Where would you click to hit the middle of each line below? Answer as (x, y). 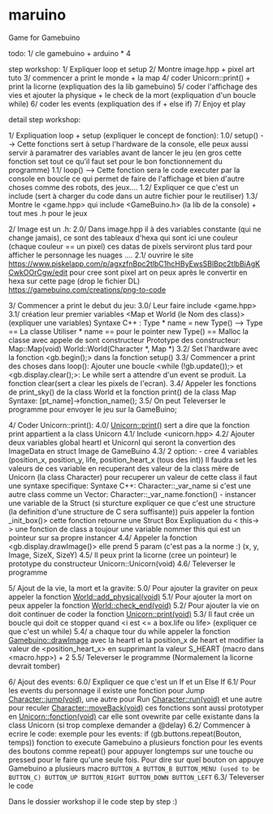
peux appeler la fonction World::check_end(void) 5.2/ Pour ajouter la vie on (134, 605)
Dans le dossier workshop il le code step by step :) (93, 801)
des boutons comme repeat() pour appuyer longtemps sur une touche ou (131, 750)
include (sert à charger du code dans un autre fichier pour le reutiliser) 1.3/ (133, 196)
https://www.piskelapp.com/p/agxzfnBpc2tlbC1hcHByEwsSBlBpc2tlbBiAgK (134, 263)
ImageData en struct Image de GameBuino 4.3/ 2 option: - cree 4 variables (133, 451)
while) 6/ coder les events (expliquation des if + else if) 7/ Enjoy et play (127, 103)
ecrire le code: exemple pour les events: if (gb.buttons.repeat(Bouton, (125, 733)
